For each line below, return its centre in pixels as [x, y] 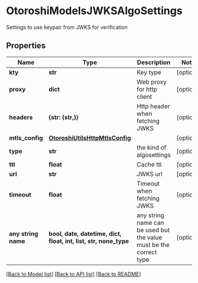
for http [147, 89]
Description [154, 62]
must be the [153, 245]
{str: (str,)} [64, 117]
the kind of [151, 147]
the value [149, 237]
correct [147, 252]
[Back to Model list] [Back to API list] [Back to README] [74, 274]
